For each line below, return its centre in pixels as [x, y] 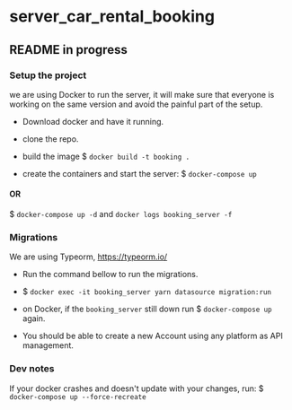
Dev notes [32, 369]
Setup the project [48, 75]
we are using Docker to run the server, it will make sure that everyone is [142, 94]
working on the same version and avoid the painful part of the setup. [136, 104]
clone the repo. [50, 139]
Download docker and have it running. [93, 121]
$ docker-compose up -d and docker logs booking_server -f [121, 214]
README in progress [68, 50]
